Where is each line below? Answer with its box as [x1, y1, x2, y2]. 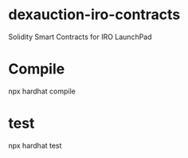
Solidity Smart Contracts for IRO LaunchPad [8, 32, 153, 41]
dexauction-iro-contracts [8, 6, 181, 24]
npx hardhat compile [8, 86, 76, 96]
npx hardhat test [8, 140, 62, 150]
